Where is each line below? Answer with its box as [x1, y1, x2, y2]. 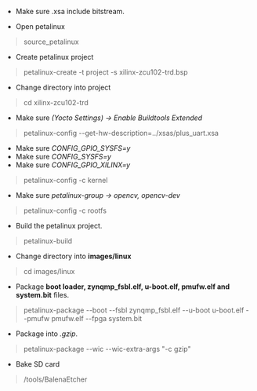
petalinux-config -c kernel [23, 176, 108, 185]
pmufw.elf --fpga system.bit [51, 314, 143, 323]
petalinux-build [23, 236, 73, 246]
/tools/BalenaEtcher [23, 375, 88, 384]
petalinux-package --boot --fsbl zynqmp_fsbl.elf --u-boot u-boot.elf [23, 305, 244, 315]
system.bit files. [15, 291, 69, 299]
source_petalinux [23, 37, 80, 46]
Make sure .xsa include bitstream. [15, 7, 125, 16]
